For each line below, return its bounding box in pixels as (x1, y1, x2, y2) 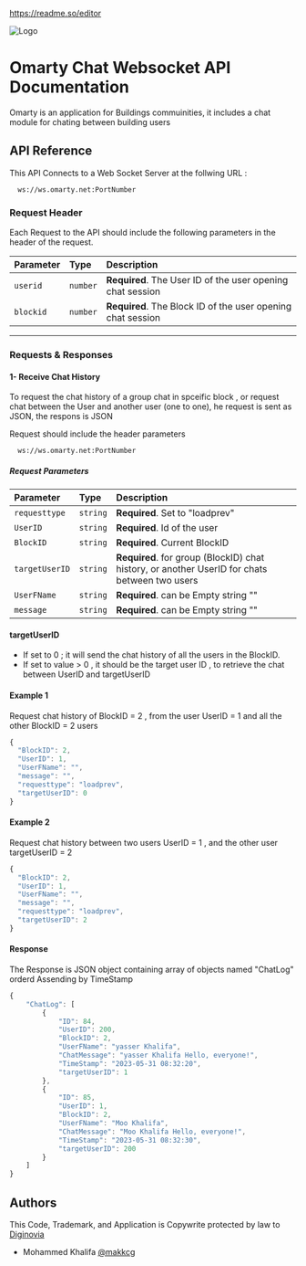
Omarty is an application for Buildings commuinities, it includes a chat (9, 107, 271, 118)
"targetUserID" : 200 (57, 1144, 137, 1154)
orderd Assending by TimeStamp (9, 973, 134, 985)
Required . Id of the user (116, 522, 219, 534)
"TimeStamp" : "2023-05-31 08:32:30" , (57, 1135, 202, 1145)
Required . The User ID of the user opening (106, 274, 289, 287)
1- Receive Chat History (9, 371, 101, 382)
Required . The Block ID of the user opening (106, 301, 292, 313)
